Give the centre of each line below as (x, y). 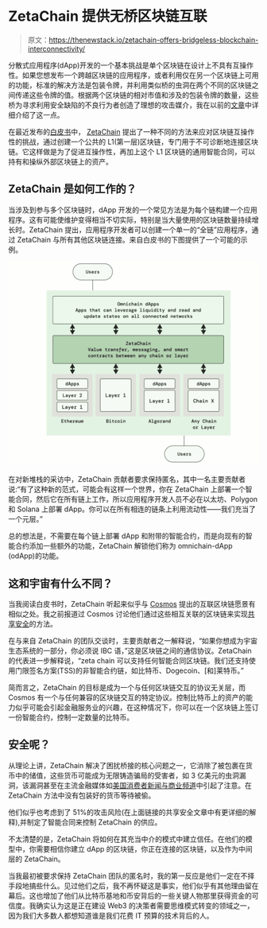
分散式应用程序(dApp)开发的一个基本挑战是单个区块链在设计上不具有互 (124, 65)
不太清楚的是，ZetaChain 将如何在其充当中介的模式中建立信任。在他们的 (127, 839)
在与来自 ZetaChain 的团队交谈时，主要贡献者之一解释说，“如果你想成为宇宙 (133, 641)
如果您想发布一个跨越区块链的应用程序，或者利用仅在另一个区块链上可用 (140, 75)
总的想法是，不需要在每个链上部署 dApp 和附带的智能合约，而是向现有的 (127, 536)
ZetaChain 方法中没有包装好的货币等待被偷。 (82, 795)
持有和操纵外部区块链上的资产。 (60, 161)
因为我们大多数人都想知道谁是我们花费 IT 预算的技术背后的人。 (111, 915)
